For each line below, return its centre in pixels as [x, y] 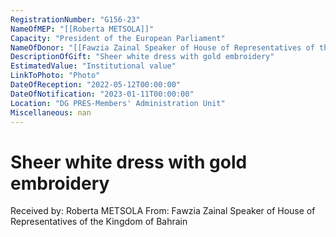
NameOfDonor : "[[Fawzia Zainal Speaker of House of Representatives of [162, 47]
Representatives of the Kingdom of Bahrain [99, 222]
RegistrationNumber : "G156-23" [75, 19]
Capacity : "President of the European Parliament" [118, 38]
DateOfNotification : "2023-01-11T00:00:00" [102, 94]
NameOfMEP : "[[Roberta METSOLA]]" [82, 29]
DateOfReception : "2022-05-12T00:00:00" [96, 85]
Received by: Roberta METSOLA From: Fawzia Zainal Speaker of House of [163, 211]
